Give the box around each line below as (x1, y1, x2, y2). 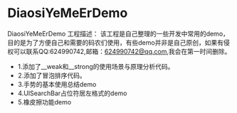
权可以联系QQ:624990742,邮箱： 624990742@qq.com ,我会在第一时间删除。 (7, 47, 231, 55)
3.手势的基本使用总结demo (17, 80, 97, 88)
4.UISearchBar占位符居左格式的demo (17, 89, 127, 97)
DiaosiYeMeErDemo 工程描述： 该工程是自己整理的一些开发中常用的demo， (7, 29, 230, 38)
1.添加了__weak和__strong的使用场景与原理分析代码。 (17, 62, 174, 70)
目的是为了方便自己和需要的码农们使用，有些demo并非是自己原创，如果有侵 (7, 38, 230, 47)
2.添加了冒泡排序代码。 (17, 71, 87, 80)
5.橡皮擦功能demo (17, 97, 72, 106)
